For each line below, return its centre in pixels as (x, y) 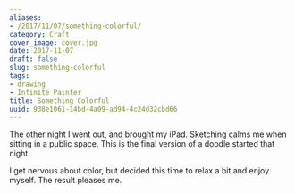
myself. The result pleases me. (66, 181)
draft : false (34, 59)
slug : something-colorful (57, 68)
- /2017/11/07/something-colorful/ (76, 26)
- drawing (28, 84)
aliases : (25, 17)
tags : (19, 76)
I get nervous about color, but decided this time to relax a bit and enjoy (139, 171)
